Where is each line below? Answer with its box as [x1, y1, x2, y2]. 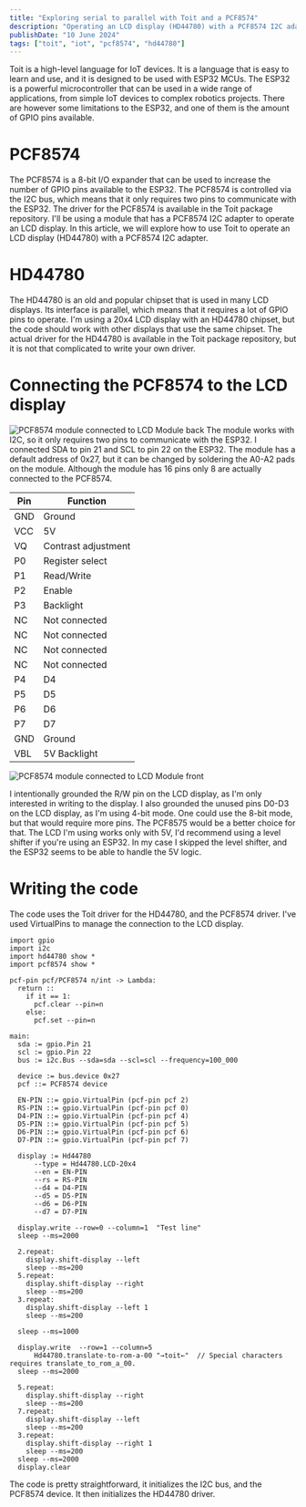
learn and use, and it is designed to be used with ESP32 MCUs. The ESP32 [9, 74, 291, 85]
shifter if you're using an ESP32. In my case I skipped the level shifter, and [9, 837, 288, 848]
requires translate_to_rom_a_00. [9, 1359, 137, 1368]
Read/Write [43, 569, 92, 582]
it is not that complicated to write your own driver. [9, 343, 196, 354]
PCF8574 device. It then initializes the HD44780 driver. [9, 1489, 216, 1499]
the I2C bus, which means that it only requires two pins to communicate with [9, 193, 297, 205]
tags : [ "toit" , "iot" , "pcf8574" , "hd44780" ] [9, 38, 185, 48]
